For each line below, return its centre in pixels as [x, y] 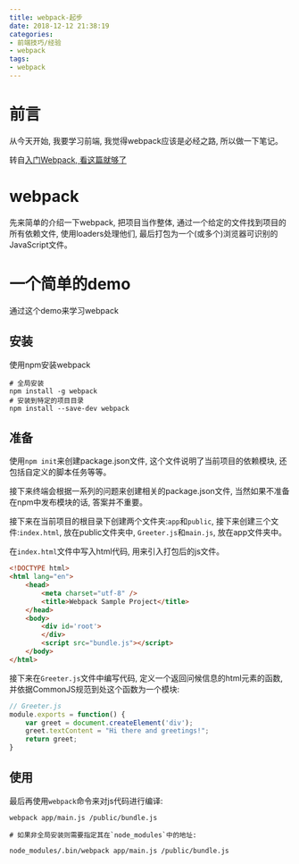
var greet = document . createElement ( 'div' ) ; [109, 723]
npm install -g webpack [54, 391]
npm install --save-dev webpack [69, 408]
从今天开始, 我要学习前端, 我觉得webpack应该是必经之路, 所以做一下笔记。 [146, 140]
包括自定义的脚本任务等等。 [60, 472]
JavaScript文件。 [41, 244]
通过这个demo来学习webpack [64, 310]
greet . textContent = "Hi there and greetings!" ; [117, 731]
